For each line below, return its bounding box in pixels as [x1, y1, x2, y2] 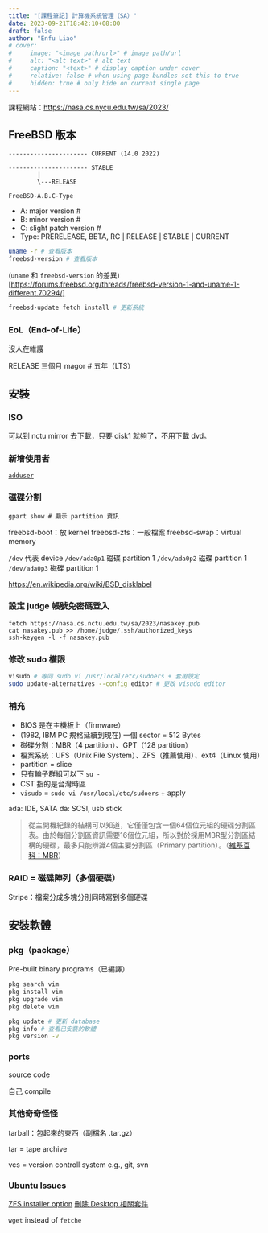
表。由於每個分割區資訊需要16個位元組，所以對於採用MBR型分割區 [27, 831, 249, 840]
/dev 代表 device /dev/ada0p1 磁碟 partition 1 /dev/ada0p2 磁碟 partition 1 [8, 553, 248, 563]
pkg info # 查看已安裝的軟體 [8, 1025, 97, 1033]
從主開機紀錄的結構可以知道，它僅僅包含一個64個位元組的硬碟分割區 [27, 820, 256, 830]
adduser [8, 472, 35, 480]
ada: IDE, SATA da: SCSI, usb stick [8, 804, 122, 814]
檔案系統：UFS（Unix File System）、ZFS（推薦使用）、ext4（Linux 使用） [19, 750, 265, 761]
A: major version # [19, 206, 81, 216]
